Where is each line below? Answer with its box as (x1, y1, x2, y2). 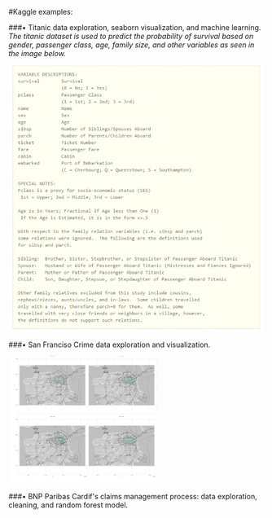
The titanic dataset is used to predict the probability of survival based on (8, 32, 254, 41)
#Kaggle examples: (8, 7, 73, 16)
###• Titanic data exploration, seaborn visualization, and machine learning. (8, 23, 261, 32)
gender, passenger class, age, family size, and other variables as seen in (8, 40, 255, 50)
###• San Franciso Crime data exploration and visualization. (8, 340, 211, 349)
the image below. (8, 49, 67, 58)
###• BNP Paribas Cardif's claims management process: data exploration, (8, 492, 258, 502)
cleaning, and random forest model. (8, 500, 129, 510)
